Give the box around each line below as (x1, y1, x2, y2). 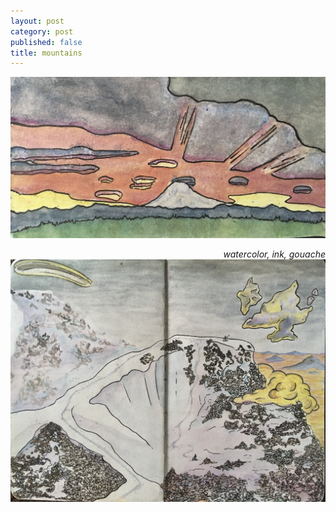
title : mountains (10, 48, 83, 58)
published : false (10, 37, 83, 47)
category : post (10, 26, 74, 37)
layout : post (10, 16, 65, 26)
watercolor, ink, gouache (223, 248, 326, 260)
